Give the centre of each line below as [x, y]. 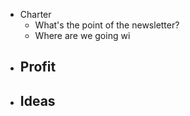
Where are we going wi [82, 35]
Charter [35, 14]
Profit [38, 67]
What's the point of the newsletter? [107, 25]
